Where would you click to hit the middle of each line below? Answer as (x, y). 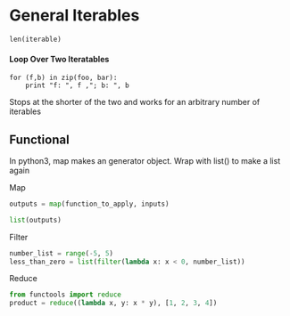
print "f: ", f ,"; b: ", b (77, 85)
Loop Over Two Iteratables (59, 59)
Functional (39, 139)
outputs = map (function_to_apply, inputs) (89, 204)
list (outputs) (36, 220)
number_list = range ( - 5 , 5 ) (62, 253)
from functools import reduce (66, 295)
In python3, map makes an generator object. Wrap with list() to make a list (145, 160)
